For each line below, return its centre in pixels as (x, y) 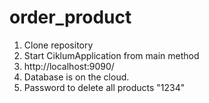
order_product (70, 17)
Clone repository (58, 45)
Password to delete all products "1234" (104, 87)
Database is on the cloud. (76, 77)
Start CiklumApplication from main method (111, 55)
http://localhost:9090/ (69, 66)
